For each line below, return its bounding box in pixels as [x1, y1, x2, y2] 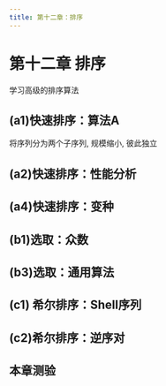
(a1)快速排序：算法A [9, 112, 120, 128]
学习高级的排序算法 [9, 85, 79, 95]
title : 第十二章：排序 [9, 12, 84, 22]
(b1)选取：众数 [9, 231, 89, 247]
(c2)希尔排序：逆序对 [9, 330, 125, 345]
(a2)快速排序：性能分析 [9, 166, 137, 181]
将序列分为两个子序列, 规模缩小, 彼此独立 [9, 138, 157, 148]
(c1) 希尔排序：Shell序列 [9, 298, 142, 313]
